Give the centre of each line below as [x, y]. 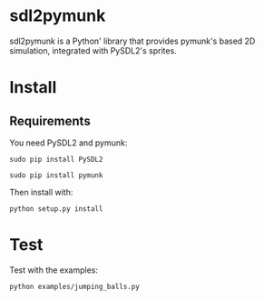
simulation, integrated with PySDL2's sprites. [93, 50]
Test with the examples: [54, 270]
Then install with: [41, 192]
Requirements [50, 120]
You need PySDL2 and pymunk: [68, 143]
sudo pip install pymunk [56, 175]
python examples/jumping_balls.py [75, 286]
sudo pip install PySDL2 [56, 159]
